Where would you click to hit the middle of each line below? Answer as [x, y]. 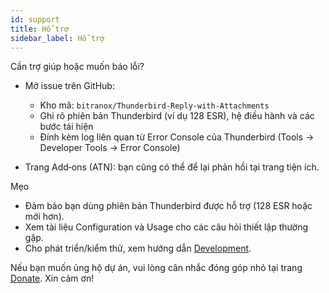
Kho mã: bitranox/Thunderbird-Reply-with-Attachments [154, 105]
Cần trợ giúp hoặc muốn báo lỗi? [77, 67]
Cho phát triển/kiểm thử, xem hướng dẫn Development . [138, 248]
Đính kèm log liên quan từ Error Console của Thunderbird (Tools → [177, 137]
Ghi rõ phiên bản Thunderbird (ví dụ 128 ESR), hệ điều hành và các [177, 116]
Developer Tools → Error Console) [110, 148]
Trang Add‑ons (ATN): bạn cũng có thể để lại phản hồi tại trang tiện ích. [172, 167]
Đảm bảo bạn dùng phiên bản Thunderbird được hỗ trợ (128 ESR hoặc [168, 206]
